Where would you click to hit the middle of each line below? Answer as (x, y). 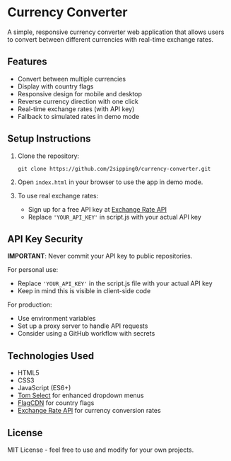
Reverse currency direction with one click (78, 101)
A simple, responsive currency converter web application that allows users (116, 32)
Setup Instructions (49, 139)
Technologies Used (51, 356)
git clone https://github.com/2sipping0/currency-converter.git (114, 169)
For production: (30, 305)
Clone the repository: (48, 156)
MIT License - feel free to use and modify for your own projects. (101, 450)
